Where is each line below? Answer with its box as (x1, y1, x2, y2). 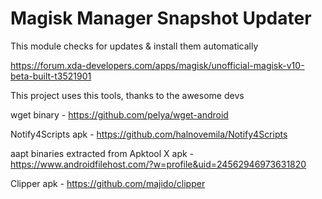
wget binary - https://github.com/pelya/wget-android (10, 108, 229, 121)
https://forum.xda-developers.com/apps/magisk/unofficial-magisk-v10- (10, 59, 305, 71)
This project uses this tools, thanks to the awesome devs (10, 89, 245, 101)
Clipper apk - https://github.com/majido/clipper (10, 177, 206, 189)
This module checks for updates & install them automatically (10, 40, 259, 52)
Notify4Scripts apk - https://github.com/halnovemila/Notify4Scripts (10, 128, 288, 140)
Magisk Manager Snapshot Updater (10, 7, 312, 30)
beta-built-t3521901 (10, 70, 92, 82)
